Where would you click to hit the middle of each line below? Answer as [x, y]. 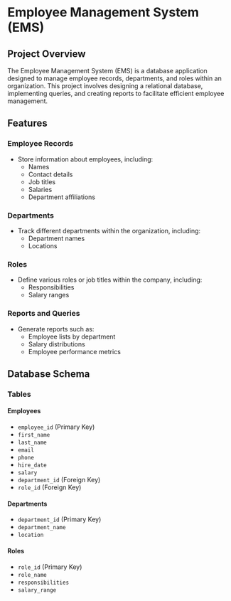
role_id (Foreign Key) [49, 487]
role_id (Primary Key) [50, 567]
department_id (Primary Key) [59, 519]
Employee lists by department [72, 336]
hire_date [32, 466]
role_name [32, 575]
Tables [19, 394]
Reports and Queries [44, 314]
